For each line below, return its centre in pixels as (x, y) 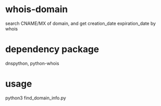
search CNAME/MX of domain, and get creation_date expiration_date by (80, 23)
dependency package (52, 49)
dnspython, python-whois (32, 63)
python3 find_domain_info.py (36, 98)
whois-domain (37, 9)
